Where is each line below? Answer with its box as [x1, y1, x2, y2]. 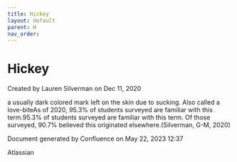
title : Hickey [7, 10, 50, 18]
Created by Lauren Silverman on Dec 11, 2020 [7, 85, 142, 93]
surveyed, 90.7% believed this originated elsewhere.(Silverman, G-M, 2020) [7, 121, 231, 129]
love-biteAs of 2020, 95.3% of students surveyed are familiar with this [7, 106, 214, 114]
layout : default [7, 17, 56, 24]
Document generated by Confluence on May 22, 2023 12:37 [7, 134, 184, 143]
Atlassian [7, 148, 34, 157]
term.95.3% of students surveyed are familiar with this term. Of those [7, 113, 211, 121]
